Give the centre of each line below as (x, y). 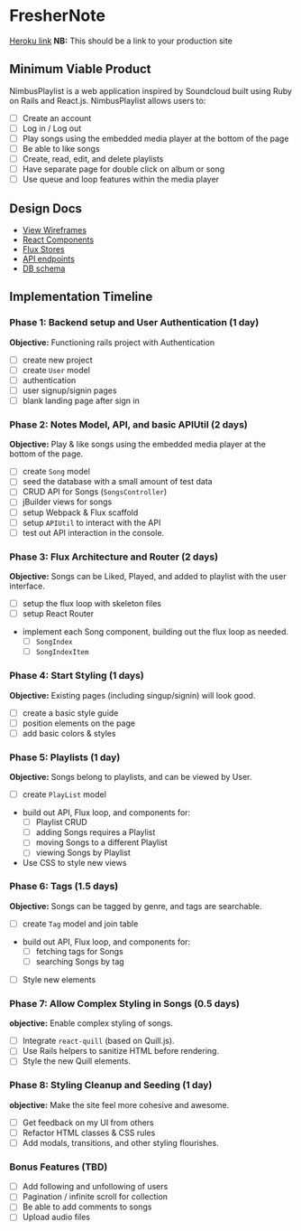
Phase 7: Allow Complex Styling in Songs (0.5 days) (125, 1003)
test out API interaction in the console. (93, 532)
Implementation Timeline (81, 297)
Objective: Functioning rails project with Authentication (112, 342)
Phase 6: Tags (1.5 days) (64, 887)
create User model (56, 370)
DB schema (44, 268)
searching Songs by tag (80, 961)
